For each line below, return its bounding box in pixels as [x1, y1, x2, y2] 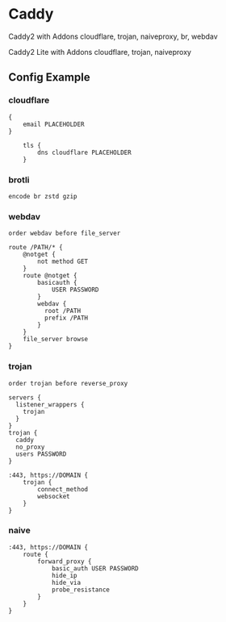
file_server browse [23, 336, 89, 344]
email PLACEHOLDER [23, 120, 85, 128]
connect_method [37, 485, 89, 493]
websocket [37, 492, 70, 500]
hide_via [51, 578, 82, 587]
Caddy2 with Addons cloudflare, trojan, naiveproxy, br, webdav [8, 31, 218, 41]
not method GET [37, 257, 89, 266]
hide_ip [51, 571, 78, 579]
